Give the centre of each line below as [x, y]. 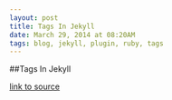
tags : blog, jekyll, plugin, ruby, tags [87, 43]
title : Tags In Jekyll [52, 26]
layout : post [34, 18]
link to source [35, 86]
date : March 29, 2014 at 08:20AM [72, 35]
